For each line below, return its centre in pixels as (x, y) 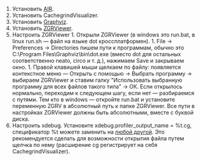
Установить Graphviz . (40, 22)
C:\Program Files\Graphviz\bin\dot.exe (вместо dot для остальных (97, 54)
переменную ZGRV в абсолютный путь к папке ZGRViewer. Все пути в (103, 106)
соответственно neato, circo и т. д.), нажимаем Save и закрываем (98, 61)
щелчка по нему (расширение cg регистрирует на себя (85, 145)
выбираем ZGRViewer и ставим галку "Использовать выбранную (97, 80)
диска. (21, 119)
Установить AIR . (33, 9)
